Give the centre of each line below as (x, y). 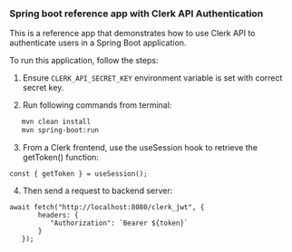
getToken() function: (61, 158)
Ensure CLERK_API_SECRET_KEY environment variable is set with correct (152, 78)
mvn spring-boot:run (60, 131)
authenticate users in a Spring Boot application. (98, 43)
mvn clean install (56, 122)
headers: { (58, 216)
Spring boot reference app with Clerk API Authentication (136, 14)
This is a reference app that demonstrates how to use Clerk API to (132, 34)
